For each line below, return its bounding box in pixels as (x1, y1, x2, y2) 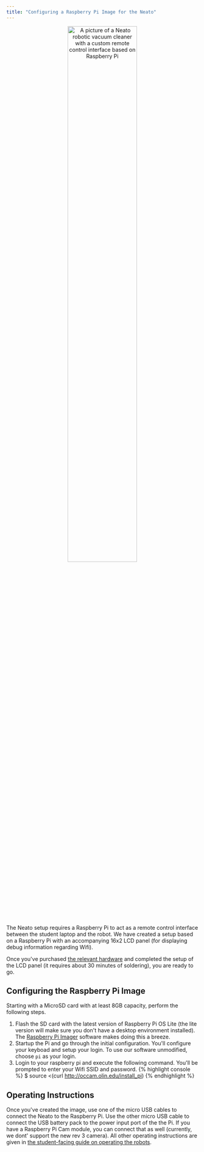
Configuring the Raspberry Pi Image (6, 986, 146, 996)
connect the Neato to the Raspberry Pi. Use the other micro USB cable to (6, 1112, 190, 1120)
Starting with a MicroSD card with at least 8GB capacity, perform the (6, 1002, 178, 1009)
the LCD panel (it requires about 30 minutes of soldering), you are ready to (6, 962, 194, 969)
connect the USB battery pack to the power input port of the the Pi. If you (6, 1119, 191, 1126)
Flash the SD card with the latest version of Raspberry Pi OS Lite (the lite (15, 1020, 197, 1027)
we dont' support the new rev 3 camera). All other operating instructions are (6, 1132, 198, 1139)
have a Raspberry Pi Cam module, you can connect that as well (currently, (6, 1126, 192, 1133)
